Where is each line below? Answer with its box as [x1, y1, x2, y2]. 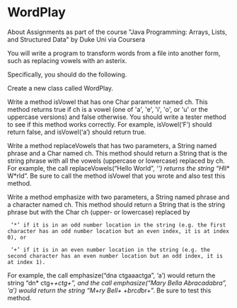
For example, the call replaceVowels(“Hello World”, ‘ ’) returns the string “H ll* [7, 164, 230, 172]
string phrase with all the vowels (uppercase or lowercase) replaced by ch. [7, 156, 225, 165]
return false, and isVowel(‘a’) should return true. [7, 127, 146, 136]
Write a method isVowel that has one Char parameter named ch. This [7, 97, 208, 106]
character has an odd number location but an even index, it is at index [7, 227, 230, 234]
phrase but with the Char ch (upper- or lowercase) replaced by [7, 207, 190, 216]
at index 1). [7, 258, 46, 266]
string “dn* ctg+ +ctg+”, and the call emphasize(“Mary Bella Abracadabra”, [7, 278, 227, 287]
